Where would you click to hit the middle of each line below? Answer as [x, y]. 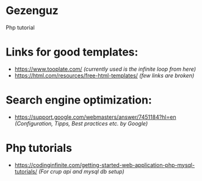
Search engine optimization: [79, 100]
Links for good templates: [72, 52]
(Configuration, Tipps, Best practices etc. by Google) [81, 123]
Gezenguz [32, 11]
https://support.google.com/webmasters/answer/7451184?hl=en [95, 117]
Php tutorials [39, 148]
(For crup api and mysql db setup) [81, 171]
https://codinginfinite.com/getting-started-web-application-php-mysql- [105, 165]
